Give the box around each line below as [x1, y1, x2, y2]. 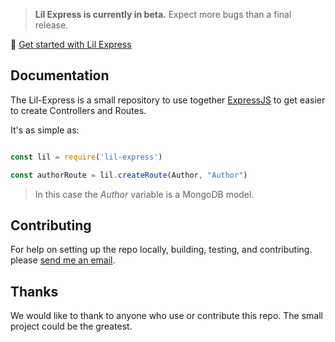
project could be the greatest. [10, 320, 133, 333]
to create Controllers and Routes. [10, 104, 147, 116]
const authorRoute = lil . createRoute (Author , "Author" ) [10, 170, 248, 180]
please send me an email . [10, 254, 116, 266]
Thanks [10, 283, 59, 300]
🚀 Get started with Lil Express [10, 39, 132, 50]
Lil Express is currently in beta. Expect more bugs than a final [34, 9, 292, 20]
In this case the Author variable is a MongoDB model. [34, 188, 255, 200]
